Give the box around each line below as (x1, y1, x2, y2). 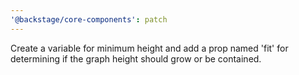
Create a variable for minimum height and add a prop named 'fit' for (10, 42, 289, 54)
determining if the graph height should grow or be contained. (10, 52, 262, 65)
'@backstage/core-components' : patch (10, 14, 168, 25)
